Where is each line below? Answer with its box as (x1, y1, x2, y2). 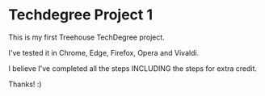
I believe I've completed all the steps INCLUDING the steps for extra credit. (8, 63, 257, 73)
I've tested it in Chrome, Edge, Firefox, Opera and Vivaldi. (8, 48, 200, 57)
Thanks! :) (8, 79, 42, 89)
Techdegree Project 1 (8, 6, 154, 24)
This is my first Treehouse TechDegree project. (8, 32, 166, 42)
